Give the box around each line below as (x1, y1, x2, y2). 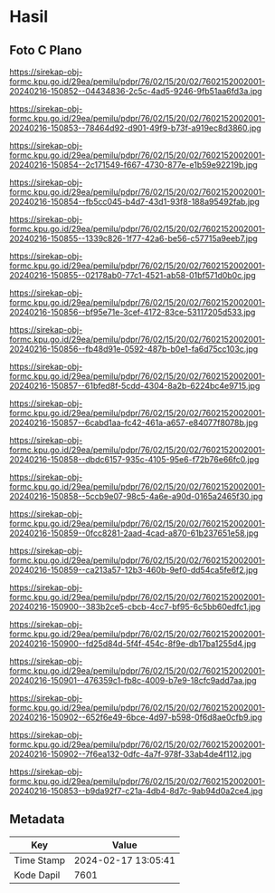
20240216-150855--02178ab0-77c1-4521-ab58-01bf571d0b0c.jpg (9, 270, 256, 280)
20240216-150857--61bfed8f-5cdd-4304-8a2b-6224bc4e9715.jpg (9, 381, 261, 391)
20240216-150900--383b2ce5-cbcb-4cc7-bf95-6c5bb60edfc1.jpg (9, 601, 261, 612)
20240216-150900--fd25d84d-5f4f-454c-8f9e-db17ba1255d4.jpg (9, 638, 257, 649)
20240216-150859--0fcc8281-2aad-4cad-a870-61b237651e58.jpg (9, 528, 260, 539)
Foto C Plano (9, 43, 82, 58)
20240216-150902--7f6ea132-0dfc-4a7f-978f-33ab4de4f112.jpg (9, 749, 251, 759)
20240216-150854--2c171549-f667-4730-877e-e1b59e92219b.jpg (9, 160, 258, 170)
